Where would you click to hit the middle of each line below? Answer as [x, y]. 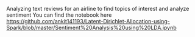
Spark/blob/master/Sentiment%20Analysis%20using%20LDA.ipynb [91, 27]
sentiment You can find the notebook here [59, 15]
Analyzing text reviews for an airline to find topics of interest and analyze [98, 9]
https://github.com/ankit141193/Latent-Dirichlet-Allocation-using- [88, 21]
